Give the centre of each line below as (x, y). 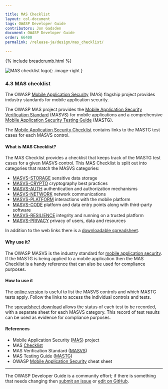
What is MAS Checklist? (31, 146)
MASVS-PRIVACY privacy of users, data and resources (69, 221)
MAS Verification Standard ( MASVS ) (50, 350)
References (17, 329)
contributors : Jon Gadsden (33, 28)
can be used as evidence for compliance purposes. (58, 317)
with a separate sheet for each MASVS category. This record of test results (82, 312)
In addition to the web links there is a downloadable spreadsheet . (72, 231)
